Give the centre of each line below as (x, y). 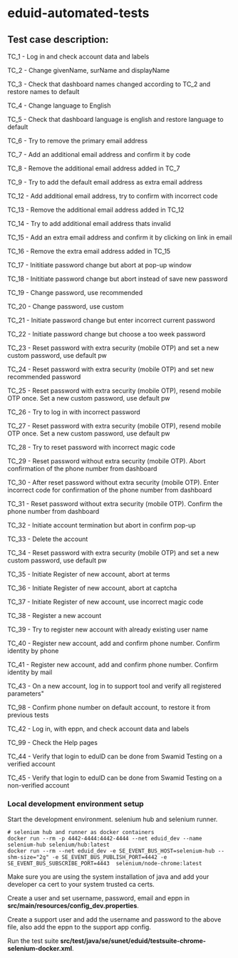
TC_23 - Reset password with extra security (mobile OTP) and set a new (113, 348)
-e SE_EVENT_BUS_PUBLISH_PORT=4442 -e (110, 857)
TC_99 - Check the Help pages (53, 742)
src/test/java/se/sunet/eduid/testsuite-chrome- (133, 941)
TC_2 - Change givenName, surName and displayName (88, 70)
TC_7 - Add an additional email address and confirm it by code (99, 154)
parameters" (26, 694)
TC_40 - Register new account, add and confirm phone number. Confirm (114, 643)
